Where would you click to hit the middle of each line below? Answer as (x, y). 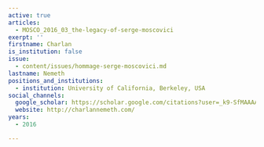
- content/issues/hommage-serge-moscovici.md (91, 66)
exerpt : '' (26, 37)
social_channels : (37, 95)
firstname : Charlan (40, 45)
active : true (29, 15)
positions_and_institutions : (56, 81)
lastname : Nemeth (37, 73)
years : (19, 117)
